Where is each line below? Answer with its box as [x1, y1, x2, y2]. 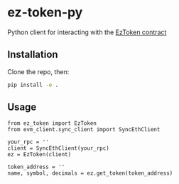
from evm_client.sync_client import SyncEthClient [7, 126, 161, 133]
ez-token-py [7, 4, 83, 21]
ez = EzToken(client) [7, 151, 72, 158]
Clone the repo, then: [7, 67, 70, 76]
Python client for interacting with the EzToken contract [7, 28, 167, 36]
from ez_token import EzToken [7, 120, 97, 127]
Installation [7, 48, 58, 61]
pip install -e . [7, 81, 59, 88]
